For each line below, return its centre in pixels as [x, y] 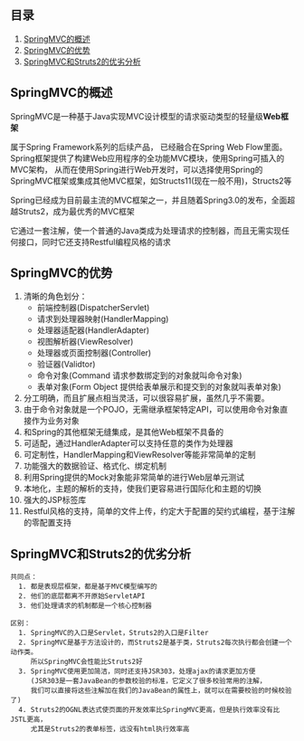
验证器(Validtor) [66, 365]
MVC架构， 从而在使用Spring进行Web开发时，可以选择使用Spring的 [137, 169]
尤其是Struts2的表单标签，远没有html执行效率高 [110, 729]
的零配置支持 [47, 523]
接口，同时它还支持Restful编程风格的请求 [94, 242]
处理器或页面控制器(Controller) [94, 353]
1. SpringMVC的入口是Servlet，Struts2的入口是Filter [114, 633]
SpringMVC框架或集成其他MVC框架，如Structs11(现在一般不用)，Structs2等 [151, 180]
